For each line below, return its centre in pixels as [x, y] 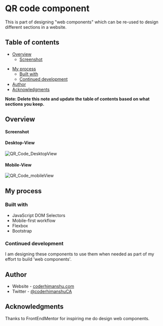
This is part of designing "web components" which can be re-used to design [82, 22]
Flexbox [20, 226]
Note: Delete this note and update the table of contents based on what [77, 99]
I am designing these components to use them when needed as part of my [80, 254]
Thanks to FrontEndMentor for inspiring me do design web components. [77, 318]
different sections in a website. [36, 27]
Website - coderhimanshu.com [43, 286]
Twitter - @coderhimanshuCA [42, 291]
